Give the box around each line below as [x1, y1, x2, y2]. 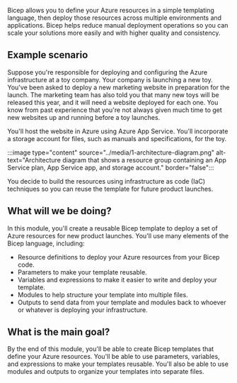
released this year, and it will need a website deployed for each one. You [7, 98, 219, 106]
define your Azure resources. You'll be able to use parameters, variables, [7, 353, 221, 361]
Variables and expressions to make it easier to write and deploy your [17, 275, 217, 284]
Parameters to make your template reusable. [17, 267, 147, 276]
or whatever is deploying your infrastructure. [17, 305, 148, 314]
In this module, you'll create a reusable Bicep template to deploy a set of [7, 223, 218, 233]
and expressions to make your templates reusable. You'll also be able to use [7, 360, 229, 368]
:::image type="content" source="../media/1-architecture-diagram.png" [7, 148, 214, 157]
